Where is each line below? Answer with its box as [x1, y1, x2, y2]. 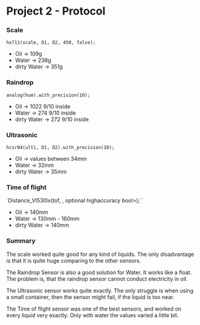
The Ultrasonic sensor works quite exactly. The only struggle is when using [6, 287, 194, 294]
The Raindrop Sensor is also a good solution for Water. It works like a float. [6, 269, 192, 276]
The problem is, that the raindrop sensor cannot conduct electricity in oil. [6, 275, 189, 283]
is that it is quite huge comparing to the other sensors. [6, 256, 141, 264]
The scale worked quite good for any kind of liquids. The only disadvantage [6, 250, 195, 258]
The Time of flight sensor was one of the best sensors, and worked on [6, 305, 182, 312]
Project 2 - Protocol [6, 4, 106, 18]
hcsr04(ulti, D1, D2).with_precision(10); [6, 144, 115, 151]
